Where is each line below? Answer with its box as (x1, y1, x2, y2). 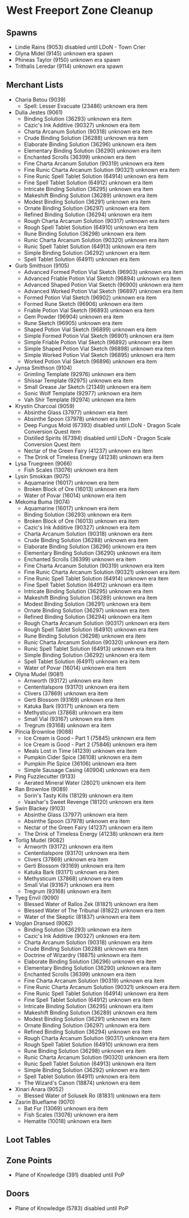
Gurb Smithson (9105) (14, 262, 70, 269)
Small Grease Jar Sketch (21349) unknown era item (23, 383, 151, 391)
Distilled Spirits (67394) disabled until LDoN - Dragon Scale (23, 434, 171, 442)
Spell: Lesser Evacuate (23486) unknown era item (23, 102, 148, 109)
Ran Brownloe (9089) (14, 785, 68, 793)
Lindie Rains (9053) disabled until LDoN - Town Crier (14, 43, 146, 50)
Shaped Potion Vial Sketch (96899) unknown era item (23, 326, 157, 333)
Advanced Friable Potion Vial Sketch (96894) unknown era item (23, 275, 182, 282)
